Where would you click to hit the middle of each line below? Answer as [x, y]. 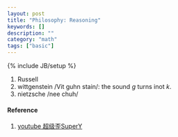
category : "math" [32, 40]
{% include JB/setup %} [42, 66]
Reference [23, 110]
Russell [27, 79]
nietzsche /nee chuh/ [48, 94]
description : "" [31, 33]
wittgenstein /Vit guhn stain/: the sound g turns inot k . [94, 87]
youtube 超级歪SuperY [50, 127]
